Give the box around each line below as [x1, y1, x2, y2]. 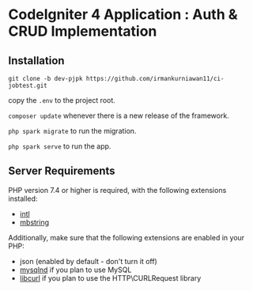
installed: [8, 194, 38, 203]
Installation [8, 54, 65, 67]
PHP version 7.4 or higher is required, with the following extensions [8, 185, 227, 195]
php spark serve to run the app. [8, 142, 111, 151]
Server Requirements [8, 164, 116, 178]
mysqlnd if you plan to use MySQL [19, 265, 132, 274]
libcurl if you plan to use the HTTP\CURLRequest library [19, 273, 202, 282]
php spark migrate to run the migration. [8, 127, 137, 135]
